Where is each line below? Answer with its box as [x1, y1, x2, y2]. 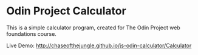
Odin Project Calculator [6, 4, 126, 18]
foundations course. [6, 30, 56, 37]
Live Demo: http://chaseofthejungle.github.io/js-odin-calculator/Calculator [6, 42, 192, 49]
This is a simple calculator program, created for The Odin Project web [6, 24, 180, 31]
